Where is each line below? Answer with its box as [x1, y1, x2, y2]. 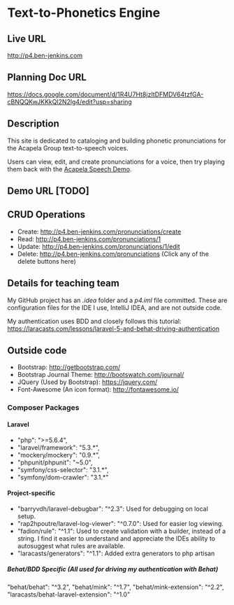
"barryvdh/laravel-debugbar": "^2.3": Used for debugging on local [17, 504, 208, 513]
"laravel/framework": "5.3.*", [17, 443, 100, 452]
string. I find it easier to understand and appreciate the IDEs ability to [17, 534, 215, 543]
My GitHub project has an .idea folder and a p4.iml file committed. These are [7, 296, 228, 304]
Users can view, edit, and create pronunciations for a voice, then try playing [7, 157, 225, 166]
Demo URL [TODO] [7, 185, 89, 197]
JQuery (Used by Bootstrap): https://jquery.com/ [17, 378, 158, 386]
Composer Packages [7, 403, 80, 413]
